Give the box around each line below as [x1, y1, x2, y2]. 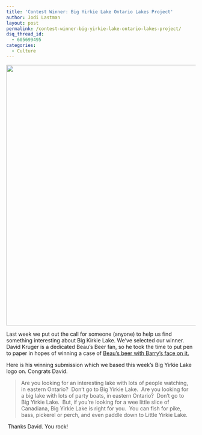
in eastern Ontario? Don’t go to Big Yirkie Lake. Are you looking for [20, 386, 189, 393]
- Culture [11, 48, 36, 54]
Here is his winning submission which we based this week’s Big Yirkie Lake [6, 361, 192, 368]
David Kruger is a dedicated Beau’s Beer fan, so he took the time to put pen [6, 343, 193, 350]
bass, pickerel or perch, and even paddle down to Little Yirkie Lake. [20, 411, 188, 418]
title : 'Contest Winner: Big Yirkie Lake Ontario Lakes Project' [6, 8, 173, 15]
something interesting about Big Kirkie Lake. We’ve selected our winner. [6, 336, 185, 344]
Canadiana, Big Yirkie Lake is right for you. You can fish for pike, [20, 404, 182, 412]
